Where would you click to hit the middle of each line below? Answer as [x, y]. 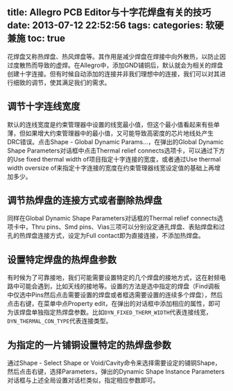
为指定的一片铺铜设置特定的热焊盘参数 [89, 345]
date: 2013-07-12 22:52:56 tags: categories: [105, 25]
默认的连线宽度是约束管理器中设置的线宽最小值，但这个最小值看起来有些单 [113, 124]
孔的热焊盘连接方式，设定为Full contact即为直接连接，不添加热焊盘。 [106, 236]
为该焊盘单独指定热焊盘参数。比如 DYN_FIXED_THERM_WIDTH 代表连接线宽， [110, 312]
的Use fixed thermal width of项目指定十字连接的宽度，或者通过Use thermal [114, 159]
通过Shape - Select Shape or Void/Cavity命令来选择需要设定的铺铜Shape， [114, 363]
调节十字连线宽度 [44, 106]
